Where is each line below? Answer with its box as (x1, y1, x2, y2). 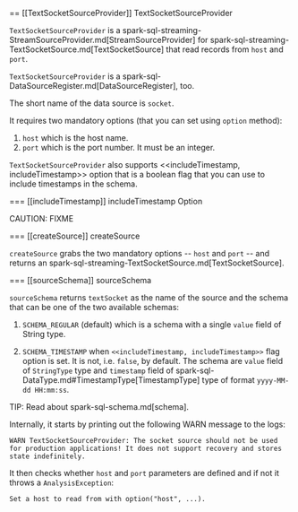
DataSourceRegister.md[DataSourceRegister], (9, 81, 179, 91)
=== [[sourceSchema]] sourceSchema (9, 275, 152, 285)
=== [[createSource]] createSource (9, 230, 140, 241)
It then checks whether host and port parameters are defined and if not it (9, 468, 279, 478)
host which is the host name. (21, 133, 129, 143)
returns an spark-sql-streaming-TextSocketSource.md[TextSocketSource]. (9, 257, 285, 268)
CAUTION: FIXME (9, 213, 74, 223)
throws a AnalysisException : (9, 477, 115, 488)
